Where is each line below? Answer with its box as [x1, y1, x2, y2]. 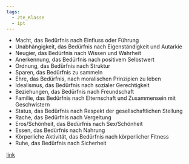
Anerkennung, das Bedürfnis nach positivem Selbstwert [15, 56, 154, 64]
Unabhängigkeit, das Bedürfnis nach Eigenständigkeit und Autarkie [15, 43, 183, 50]
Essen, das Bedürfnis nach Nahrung [15, 126, 105, 134]
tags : [6, 8, 20, 15]
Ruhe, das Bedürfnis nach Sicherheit [15, 140, 107, 147]
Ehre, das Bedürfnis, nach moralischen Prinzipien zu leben [15, 75, 162, 82]
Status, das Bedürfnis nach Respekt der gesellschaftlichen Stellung [15, 107, 183, 115]
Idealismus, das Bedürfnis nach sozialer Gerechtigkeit [15, 82, 150, 89]
